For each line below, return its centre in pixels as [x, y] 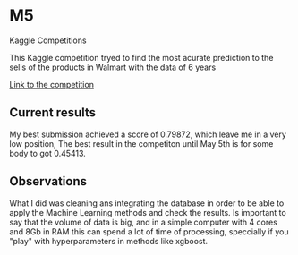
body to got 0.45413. [48, 153]
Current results [53, 113]
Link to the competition [51, 84]
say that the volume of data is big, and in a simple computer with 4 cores [143, 222]
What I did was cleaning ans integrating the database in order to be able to [147, 203]
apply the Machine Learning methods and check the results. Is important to [148, 212]
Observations [48, 181]
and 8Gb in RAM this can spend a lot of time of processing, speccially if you [149, 231]
